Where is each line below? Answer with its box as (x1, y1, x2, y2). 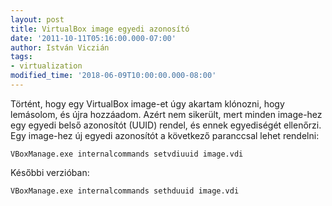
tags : (10, 52, 33, 62)
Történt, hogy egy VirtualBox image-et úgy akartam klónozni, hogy (10, 97, 285, 110)
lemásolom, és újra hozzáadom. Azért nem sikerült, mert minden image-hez (10, 108, 323, 120)
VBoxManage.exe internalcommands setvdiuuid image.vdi (10, 149, 244, 159)
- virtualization (10, 61, 83, 71)
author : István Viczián (10, 42, 110, 53)
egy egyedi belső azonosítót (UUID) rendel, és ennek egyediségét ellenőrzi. (10, 119, 322, 131)
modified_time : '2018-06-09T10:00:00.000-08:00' (10, 71, 217, 81)
